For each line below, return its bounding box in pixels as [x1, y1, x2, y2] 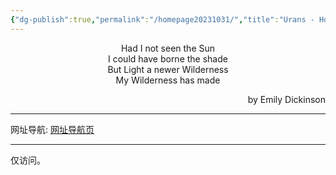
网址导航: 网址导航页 [10, 123, 95, 135]
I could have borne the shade [108, 52, 228, 65]
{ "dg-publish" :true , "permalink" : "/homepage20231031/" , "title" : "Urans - [10, 14, 315, 25]
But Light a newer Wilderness [107, 63, 229, 75]
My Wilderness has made [115, 74, 221, 86]
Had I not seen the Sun [120, 42, 216, 54]
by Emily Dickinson [247, 93, 326, 105]
